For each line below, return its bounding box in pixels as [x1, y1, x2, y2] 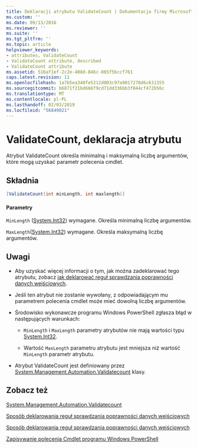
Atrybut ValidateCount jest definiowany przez [14, 362, 125, 369]
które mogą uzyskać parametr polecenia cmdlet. [6, 159, 124, 166]
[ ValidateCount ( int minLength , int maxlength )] [6, 191, 126, 197]
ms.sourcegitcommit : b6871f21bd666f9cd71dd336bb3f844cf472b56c [6, 85, 165, 91]
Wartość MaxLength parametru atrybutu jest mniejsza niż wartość [23, 344, 181, 351]
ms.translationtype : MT [6, 91, 65, 97]
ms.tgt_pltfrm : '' [6, 36, 51, 42]
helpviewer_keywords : [6, 47, 60, 53]
